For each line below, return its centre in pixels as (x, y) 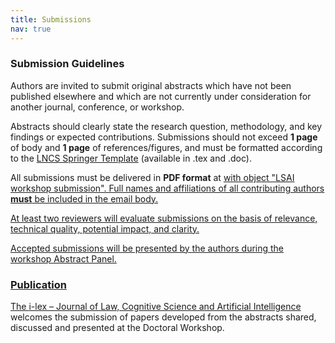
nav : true (31, 29)
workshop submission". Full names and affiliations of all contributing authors (167, 188)
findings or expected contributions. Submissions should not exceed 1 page (164, 137)
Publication (38, 284)
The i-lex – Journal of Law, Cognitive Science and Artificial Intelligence (156, 307)
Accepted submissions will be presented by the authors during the (147, 248)
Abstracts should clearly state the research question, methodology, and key (166, 126)
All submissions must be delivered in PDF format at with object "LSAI (152, 177)
